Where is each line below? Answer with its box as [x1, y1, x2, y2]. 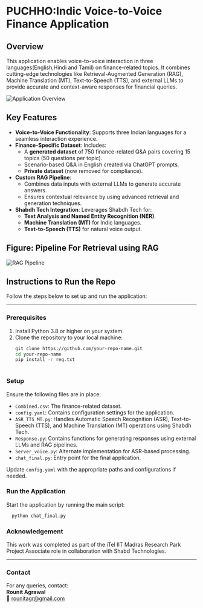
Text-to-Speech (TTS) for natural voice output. [24, 225, 143, 232]
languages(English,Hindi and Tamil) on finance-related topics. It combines [6, 64, 190, 71]
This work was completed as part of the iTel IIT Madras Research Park [6, 541, 181, 548]
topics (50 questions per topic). [24, 154, 103, 161]
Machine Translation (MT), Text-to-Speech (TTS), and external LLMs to [6, 77, 184, 84]
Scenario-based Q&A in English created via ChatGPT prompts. [24, 161, 179, 168]
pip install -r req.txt [14, 357, 76, 363]
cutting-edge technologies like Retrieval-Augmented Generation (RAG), [6, 70, 183, 77]
